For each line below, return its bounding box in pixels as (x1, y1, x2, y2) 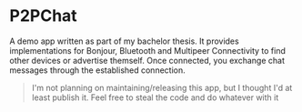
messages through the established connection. (9, 65, 186, 76)
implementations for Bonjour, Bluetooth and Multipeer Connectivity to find (9, 45, 287, 56)
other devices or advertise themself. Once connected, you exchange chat (9, 55, 285, 66)
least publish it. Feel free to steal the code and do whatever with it (31, 92, 279, 103)
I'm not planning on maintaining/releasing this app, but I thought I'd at (31, 82, 293, 93)
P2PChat (9, 5, 77, 26)
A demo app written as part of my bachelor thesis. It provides (9, 36, 239, 46)
